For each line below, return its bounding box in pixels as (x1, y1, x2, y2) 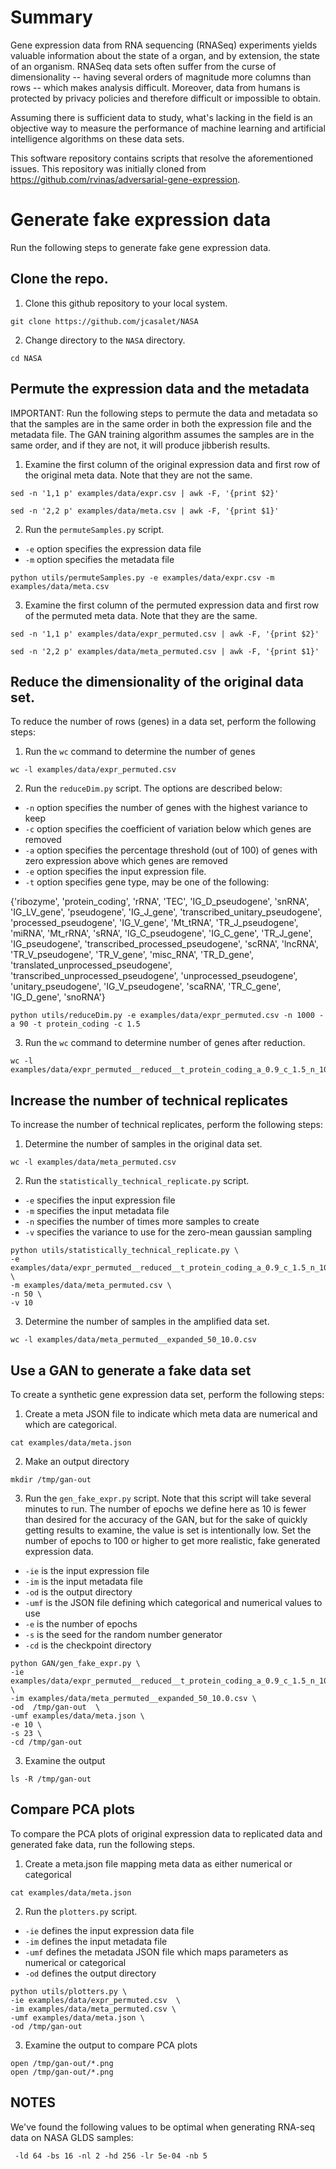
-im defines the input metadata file (24, 1935, 168, 1947)
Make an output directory (24, 1455, 130, 1467)
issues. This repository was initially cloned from (10, 162, 207, 175)
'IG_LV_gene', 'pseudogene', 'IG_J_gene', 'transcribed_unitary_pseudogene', (10, 906, 323, 918)
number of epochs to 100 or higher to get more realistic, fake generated (24, 1534, 321, 1546)
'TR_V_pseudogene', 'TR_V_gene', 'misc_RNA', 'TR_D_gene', (10, 949, 255, 961)
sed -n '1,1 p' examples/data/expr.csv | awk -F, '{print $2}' (10, 488, 280, 498)
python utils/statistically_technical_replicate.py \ (10, 1246, 240, 1256)
